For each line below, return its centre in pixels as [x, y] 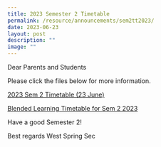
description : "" [31, 40]
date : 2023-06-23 [33, 27]
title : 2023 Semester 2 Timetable [59, 14]
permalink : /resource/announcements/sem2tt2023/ [81, 21]
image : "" [22, 47]
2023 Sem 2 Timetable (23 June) [56, 94]
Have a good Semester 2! [45, 122]
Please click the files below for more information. [79, 81]
